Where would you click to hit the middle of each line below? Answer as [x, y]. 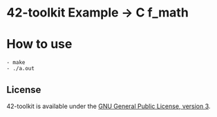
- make [16, 63]
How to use [39, 44]
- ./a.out [21, 69]
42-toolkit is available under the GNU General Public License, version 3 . [108, 106]
